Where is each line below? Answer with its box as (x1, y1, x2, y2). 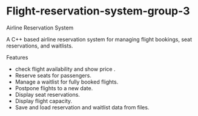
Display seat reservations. (15, 91, 81, 98)
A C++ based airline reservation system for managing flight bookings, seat (6, 35, 193, 43)
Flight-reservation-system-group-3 (6, 4, 190, 18)
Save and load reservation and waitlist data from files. (15, 103, 150, 111)
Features (6, 53, 28, 61)
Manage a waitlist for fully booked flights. (15, 78, 119, 85)
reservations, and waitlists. (6, 42, 73, 49)
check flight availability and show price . (15, 65, 116, 73)
